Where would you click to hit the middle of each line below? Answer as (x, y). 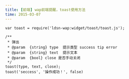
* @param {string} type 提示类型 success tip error (62, 47)
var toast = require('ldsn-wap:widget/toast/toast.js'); (65, 28)
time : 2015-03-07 (23, 14)
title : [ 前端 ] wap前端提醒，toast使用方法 (45, 10)
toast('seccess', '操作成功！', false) (44, 72)
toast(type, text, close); (33, 67)
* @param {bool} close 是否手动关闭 (44, 58)
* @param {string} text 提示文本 (42, 53)
